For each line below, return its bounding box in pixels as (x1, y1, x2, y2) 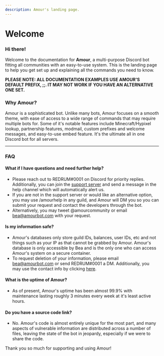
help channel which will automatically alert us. (12, 186, 105, 192)
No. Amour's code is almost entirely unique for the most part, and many (12, 320, 156, 326)
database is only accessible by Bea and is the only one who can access (12, 245, 157, 251)
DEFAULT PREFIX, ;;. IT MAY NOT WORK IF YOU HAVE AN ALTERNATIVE (5, 82, 154, 88)
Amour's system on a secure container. (12, 250, 91, 256)
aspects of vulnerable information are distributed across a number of (12, 326, 151, 332)
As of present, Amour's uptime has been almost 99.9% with (12, 288, 133, 293)
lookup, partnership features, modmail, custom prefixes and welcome (5, 126, 145, 132)
